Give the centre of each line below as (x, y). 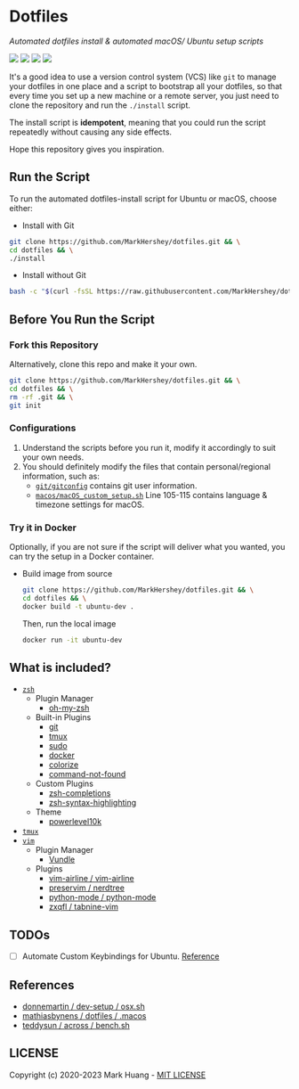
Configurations (43, 428)
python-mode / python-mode (102, 897)
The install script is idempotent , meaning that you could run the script (137, 122)
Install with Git (48, 225)
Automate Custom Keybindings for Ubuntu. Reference (121, 956)
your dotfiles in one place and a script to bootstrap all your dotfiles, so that (146, 86)
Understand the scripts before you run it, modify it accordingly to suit (149, 447)
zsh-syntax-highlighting (93, 803)
